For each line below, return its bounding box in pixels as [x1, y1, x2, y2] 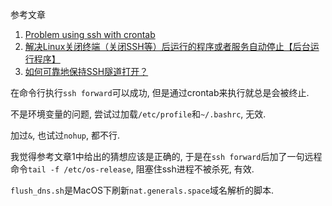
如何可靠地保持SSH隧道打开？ [24, 66, 149, 77]
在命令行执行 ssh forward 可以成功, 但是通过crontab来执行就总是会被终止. [10, 87, 310, 98]
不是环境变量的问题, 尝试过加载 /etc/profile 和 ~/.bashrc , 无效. [10, 108, 267, 120]
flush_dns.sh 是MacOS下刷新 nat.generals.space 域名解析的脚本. [10, 184, 275, 196]
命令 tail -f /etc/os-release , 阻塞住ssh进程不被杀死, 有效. [10, 163, 255, 175]
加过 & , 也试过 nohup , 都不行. [10, 129, 120, 141]
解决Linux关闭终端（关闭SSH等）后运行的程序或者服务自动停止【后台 [24, 41, 311, 52]
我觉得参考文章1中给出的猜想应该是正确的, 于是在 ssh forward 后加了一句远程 [10, 151, 323, 162]
